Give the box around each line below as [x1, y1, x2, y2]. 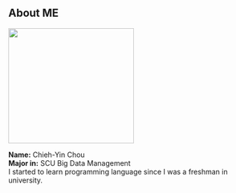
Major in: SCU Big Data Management [8, 158, 131, 167]
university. [8, 175, 43, 185]
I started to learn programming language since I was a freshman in [8, 167, 228, 176]
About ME [8, 6, 59, 20]
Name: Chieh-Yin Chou [8, 150, 86, 159]
